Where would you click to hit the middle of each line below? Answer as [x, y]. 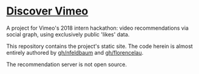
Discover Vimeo [47, 11]
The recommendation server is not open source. [67, 64]
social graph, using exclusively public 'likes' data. [68, 34]
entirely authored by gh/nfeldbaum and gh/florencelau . [75, 52]
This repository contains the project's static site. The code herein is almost [99, 46]
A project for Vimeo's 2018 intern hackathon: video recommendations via [98, 28]
